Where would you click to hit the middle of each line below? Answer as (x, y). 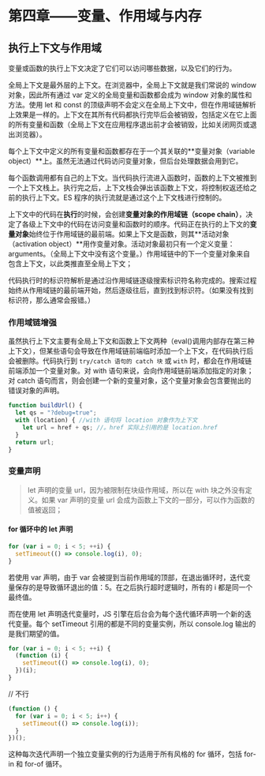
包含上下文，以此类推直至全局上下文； (70, 264)
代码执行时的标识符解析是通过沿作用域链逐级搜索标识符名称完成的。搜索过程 (132, 280)
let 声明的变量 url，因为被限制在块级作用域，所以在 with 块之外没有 (136, 489)
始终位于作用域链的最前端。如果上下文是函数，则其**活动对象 (129, 234)
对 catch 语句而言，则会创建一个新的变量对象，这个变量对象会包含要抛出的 (130, 381)
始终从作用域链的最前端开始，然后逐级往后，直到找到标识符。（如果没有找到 (131, 290)
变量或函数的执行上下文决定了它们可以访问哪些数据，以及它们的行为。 (122, 68)
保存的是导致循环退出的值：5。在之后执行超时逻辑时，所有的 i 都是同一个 (134, 587)
